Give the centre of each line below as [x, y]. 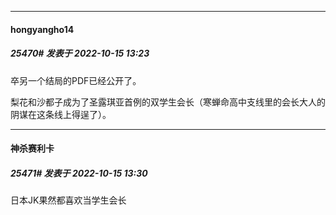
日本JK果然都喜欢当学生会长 [68, 200]
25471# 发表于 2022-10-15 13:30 [79, 173]
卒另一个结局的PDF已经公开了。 [76, 80]
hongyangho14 [42, 29]
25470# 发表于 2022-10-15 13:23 [80, 53]
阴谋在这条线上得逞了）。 [61, 114]
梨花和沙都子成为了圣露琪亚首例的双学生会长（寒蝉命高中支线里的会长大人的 [168, 102]
